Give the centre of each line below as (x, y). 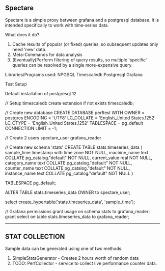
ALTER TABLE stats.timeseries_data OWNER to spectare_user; (68, 192)
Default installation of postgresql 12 (41, 93)
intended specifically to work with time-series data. (57, 25)
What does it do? (22, 34)
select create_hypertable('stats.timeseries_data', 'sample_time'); (70, 202)
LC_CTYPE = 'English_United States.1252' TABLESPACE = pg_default (74, 123)
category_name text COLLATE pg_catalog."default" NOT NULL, (69, 163)
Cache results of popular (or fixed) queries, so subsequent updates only (85, 44)
